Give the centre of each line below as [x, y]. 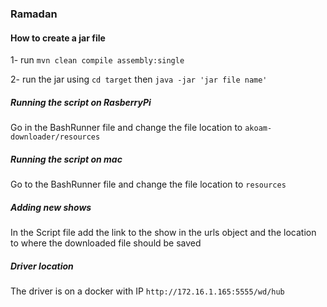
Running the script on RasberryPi [81, 102]
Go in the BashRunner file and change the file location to [126, 128]
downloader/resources [55, 137]
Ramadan [34, 14]
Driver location [42, 266]
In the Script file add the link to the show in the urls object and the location [163, 233]
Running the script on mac [66, 159]
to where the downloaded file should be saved [106, 243]
